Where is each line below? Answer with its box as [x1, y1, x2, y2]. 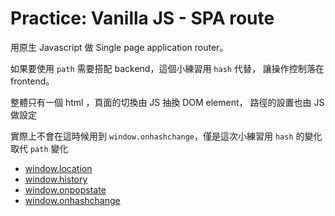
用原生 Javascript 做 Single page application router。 [10, 41, 229, 53]
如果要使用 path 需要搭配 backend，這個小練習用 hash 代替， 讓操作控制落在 [10, 62, 325, 74]
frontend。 [10, 75, 55, 87]
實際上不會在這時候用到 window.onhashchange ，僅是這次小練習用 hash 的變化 [10, 130, 323, 142]
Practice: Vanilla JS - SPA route [10, 7, 275, 30]
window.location [24, 162, 93, 174]
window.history [24, 173, 88, 185]
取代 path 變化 [10, 142, 69, 154]
